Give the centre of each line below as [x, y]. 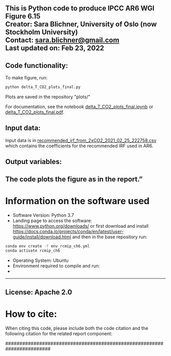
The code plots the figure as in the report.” [74, 179]
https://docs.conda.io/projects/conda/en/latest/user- [68, 231]
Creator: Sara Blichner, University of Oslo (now [81, 24]
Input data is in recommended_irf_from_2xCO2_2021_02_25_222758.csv [81, 140]
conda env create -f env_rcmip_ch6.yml [48, 246]
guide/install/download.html [42, 237]
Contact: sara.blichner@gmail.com [62, 40]
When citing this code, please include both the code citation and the [77, 328]
